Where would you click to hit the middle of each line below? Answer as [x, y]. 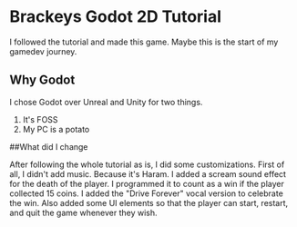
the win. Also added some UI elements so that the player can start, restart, [149, 202]
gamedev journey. [43, 51]
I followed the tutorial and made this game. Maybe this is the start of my [144, 42]
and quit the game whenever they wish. [83, 212]
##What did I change [49, 146]
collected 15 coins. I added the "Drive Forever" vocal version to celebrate [147, 193]
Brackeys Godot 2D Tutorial [115, 17]
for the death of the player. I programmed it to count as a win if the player [147, 183]
